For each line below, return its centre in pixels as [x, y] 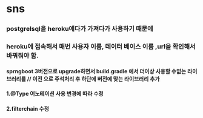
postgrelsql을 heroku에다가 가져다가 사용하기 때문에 [80, 29]
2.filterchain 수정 [28, 108]
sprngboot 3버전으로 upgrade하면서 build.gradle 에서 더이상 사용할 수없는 [96, 71]
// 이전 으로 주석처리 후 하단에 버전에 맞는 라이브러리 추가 [93, 79]
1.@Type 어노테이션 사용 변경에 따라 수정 [55, 94]
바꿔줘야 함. [22, 56]
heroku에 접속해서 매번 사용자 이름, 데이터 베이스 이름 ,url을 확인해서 [101, 47]
